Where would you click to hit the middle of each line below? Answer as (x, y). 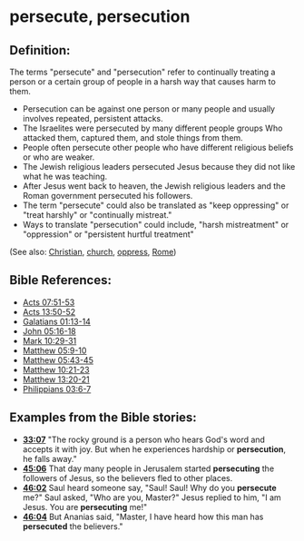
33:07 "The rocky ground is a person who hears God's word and (144, 439)
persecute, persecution (100, 17)
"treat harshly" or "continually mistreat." (97, 215)
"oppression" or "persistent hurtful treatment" (108, 234)
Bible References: (60, 280)
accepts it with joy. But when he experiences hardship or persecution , (154, 449)
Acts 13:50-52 (49, 311)
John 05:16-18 (49, 331)
